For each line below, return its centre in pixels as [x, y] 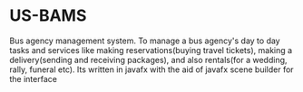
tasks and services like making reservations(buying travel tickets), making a [151, 50]
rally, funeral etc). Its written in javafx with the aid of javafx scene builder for [151, 69]
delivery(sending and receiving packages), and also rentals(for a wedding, [148, 60]
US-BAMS [48, 16]
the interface [33, 78]
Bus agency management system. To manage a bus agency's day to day [145, 41]
